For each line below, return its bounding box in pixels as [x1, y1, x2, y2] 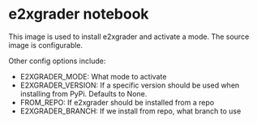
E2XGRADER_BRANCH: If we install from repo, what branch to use [19, 106, 242, 116]
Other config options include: [8, 56, 106, 66]
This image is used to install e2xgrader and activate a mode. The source [8, 32, 250, 41]
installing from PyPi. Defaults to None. [19, 88, 148, 98]
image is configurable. [8, 40, 84, 49]
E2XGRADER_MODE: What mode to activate [19, 71, 167, 81]
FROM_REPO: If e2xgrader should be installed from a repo [19, 97, 215, 107]
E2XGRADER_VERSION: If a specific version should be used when [19, 80, 240, 90]
